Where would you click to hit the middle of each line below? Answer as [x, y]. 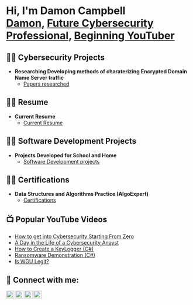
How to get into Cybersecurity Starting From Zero [74, 236]
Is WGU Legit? [32, 262]
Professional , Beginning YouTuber [90, 36]
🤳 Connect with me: [42, 280]
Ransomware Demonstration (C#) [55, 255]
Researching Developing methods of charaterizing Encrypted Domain [101, 71]
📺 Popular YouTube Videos [56, 219]
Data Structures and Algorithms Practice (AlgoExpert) [82, 194]
